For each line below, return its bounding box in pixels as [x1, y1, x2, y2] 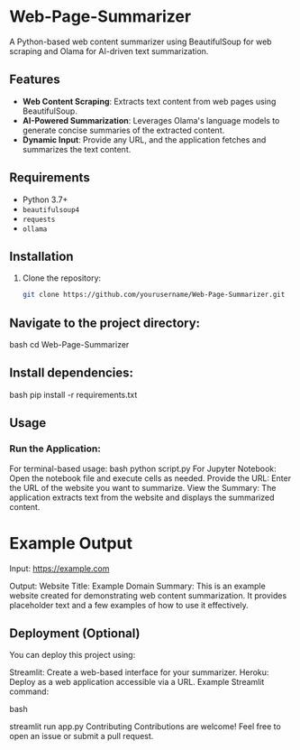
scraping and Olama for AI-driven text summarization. [9, 45, 209, 56]
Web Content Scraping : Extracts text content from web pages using [22, 96, 277, 106]
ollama [22, 224, 48, 234]
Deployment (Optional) [9, 625, 141, 641]
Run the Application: [9, 442, 101, 455]
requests [22, 215, 56, 224]
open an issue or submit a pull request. [9, 731, 154, 742]
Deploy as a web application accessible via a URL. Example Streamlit [9, 677, 265, 688]
